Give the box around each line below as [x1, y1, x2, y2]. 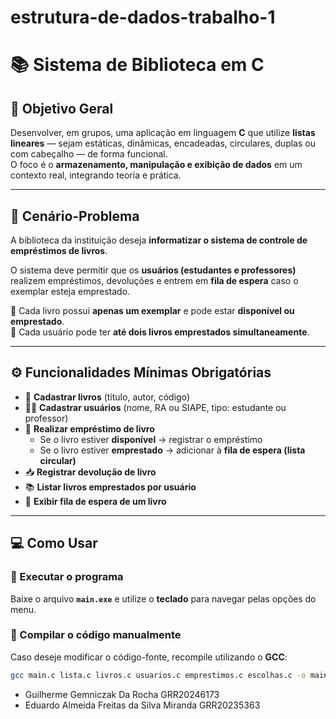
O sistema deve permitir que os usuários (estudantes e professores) [10, 264, 297, 276]
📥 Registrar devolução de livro [24, 466, 157, 478]
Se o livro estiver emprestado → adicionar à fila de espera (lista [39, 444, 306, 456]
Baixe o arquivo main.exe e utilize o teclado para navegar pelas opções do [10, 592, 317, 605]
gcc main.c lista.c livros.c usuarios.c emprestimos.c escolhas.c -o [10, 670, 307, 680]
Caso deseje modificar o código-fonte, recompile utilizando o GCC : [10, 651, 288, 663]
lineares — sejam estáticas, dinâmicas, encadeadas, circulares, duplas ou [10, 137, 316, 150]
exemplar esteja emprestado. [10, 286, 131, 297]
